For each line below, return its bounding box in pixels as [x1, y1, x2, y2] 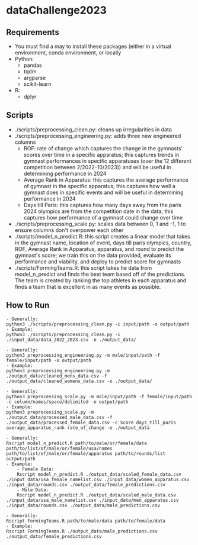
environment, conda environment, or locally [14, 49, 122, 56]
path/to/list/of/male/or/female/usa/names [6, 445, 113, 452]
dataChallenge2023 [6, 4, 107, 17]
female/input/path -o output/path [6, 357, 92, 363]
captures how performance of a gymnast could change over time [23, 214, 183, 221]
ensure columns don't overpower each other [14, 226, 124, 234]
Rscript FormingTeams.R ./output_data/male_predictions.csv [6, 528, 158, 534]
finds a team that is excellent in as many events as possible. [14, 283, 161, 290]
